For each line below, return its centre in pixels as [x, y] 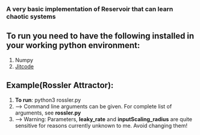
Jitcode [24, 66]
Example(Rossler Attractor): [60, 85]
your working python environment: [73, 46]
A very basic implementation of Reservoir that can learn [90, 9]
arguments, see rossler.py [48, 113]
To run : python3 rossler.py [48, 100]
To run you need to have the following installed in [100, 36]
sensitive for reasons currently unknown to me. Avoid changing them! [101, 125]
